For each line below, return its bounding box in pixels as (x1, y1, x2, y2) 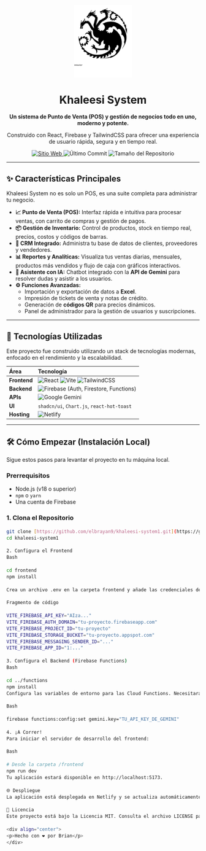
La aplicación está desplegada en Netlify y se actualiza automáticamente (6, 794, 202, 800)
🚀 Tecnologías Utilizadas (6, 331, 102, 341)
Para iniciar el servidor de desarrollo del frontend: (6, 736, 150, 742)
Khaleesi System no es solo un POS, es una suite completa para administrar (6, 190, 198, 197)
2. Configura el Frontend (6, 548, 72, 554)
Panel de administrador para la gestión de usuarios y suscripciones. (24, 308, 196, 315)
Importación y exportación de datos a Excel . (24, 288, 137, 295)
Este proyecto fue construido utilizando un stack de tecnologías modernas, (6, 348, 196, 355)
